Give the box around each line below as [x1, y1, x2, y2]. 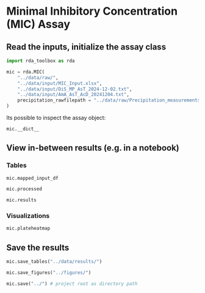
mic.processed [6, 186, 43, 192]
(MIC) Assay [6, 17, 70, 31]
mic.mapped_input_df [6, 175, 59, 181]
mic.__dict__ [6, 126, 40, 132]
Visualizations [6, 212, 50, 220]
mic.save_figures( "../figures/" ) [6, 270, 92, 276]
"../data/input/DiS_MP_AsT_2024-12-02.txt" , [17, 86, 132, 92]
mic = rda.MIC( [6, 69, 45, 75]
